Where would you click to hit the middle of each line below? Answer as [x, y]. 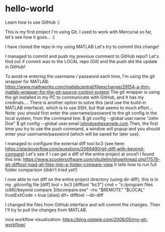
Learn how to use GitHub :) [33, 22]
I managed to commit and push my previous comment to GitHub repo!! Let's [82, 56]
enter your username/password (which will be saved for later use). [73, 134]
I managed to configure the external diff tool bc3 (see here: [65, 143]
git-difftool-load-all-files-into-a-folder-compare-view [59, 164]
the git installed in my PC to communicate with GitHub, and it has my [75, 97]
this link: [14, 159]
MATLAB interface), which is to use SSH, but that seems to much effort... [79, 108]
